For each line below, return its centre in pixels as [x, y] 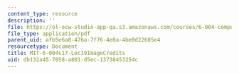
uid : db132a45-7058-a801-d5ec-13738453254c [73, 60]
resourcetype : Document [43, 47]
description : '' [31, 20]
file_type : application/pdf [49, 33]
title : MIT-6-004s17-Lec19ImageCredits [67, 54]
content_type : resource [43, 14]
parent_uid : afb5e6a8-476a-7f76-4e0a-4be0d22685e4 [84, 40]
